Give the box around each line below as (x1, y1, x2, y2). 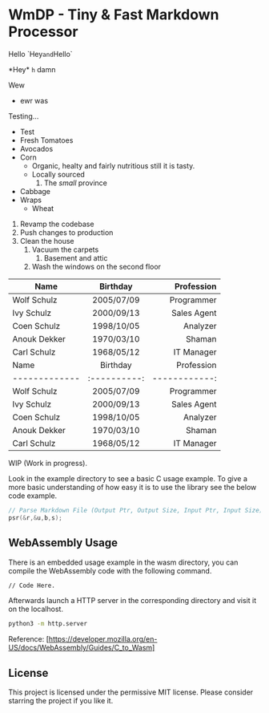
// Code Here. (8, 581, 56, 589)
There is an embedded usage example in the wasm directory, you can (8, 557, 239, 567)
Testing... (8, 111, 39, 121)
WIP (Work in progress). (8, 458, 88, 468)
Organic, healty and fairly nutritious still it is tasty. (31, 160, 195, 170)
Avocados (19, 144, 54, 153)
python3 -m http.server (8, 620, 88, 628)
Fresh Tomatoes (19, 135, 74, 145)
